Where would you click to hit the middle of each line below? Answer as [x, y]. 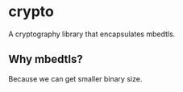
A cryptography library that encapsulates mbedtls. [92, 34]
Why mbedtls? [46, 59]
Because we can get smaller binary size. [75, 78]
